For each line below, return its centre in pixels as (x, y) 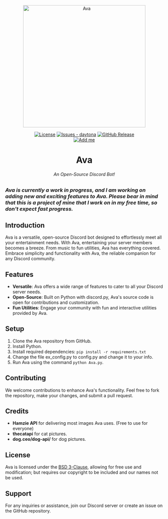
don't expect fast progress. (39, 209)
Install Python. (27, 346)
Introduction (25, 225)
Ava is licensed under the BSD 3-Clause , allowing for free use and (73, 467)
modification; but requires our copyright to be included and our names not (82, 472)
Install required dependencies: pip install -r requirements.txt (79, 352)
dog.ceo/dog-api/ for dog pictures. (49, 439)
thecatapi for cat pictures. (40, 434)
